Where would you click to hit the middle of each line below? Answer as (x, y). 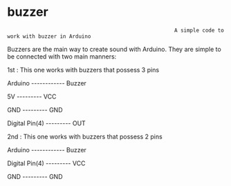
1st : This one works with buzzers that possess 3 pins (83, 70)
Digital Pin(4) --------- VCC (46, 163)
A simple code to (199, 30)
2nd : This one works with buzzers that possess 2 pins (85, 136)
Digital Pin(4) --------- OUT (47, 123)
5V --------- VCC (32, 96)
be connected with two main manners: (62, 56)
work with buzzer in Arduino (49, 36)
